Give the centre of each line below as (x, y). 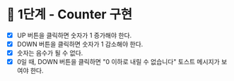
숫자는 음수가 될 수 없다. (50, 53)
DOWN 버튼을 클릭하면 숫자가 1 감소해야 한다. (80, 44)
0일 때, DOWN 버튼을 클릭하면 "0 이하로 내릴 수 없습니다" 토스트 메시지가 (118, 62)
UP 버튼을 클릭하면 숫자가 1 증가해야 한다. (74, 35)
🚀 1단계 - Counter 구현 (69, 14)
